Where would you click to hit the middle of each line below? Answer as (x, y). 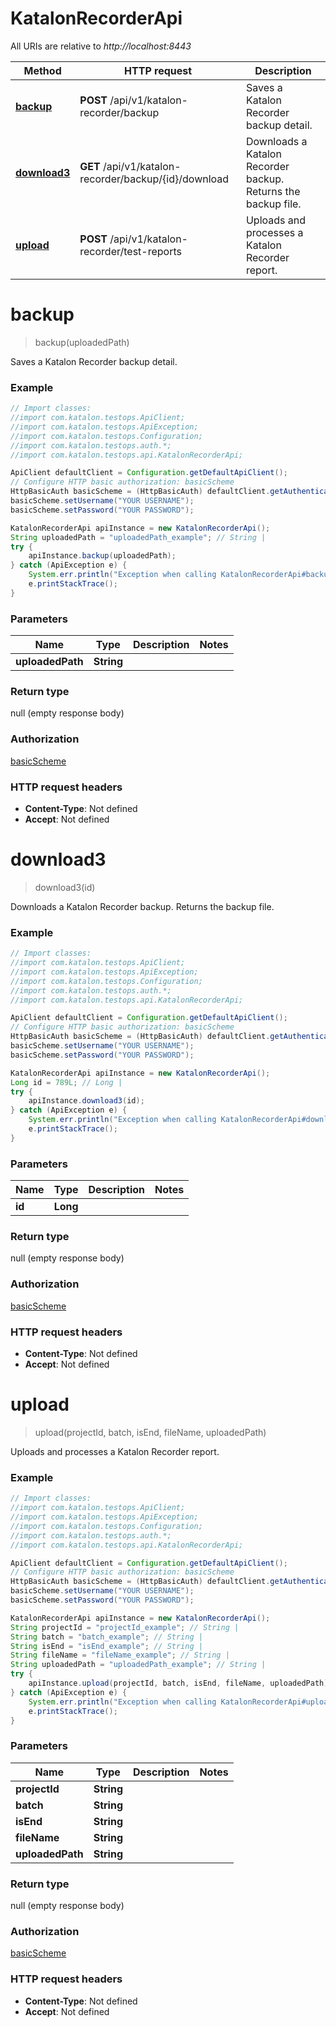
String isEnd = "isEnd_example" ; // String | (106, 1646)
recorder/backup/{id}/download (154, 179)
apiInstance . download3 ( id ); (86, 1101)
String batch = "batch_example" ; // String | (106, 1637)
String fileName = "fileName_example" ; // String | (120, 1655)
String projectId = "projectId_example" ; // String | (125, 1627)
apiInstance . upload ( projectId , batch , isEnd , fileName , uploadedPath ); (180, 1683)
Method (42, 70)
